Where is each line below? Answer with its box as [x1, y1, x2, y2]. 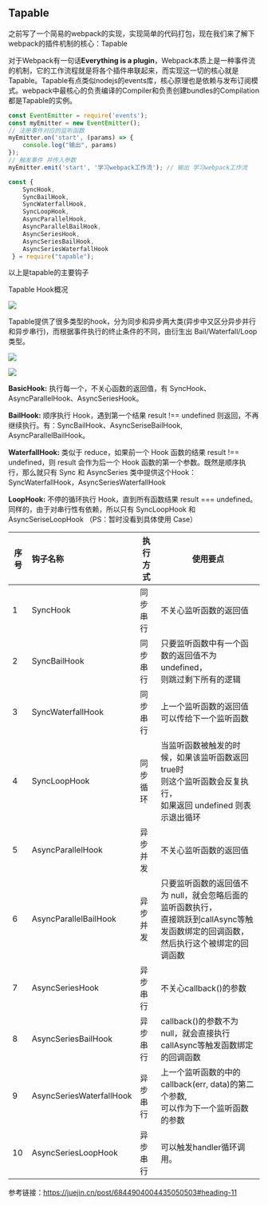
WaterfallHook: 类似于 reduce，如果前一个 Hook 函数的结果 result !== [8, 448, 239, 457]
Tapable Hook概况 [8, 285, 69, 294]
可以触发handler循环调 [160, 1142, 246, 1153]
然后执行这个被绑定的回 [160, 938, 249, 949]
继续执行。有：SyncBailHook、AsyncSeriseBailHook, [8, 421, 183, 430]
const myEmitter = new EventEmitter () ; [8, 119, 141, 127]
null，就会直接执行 [160, 1027, 231, 1039]
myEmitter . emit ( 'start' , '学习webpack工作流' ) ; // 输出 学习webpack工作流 [8, 163, 248, 171]
